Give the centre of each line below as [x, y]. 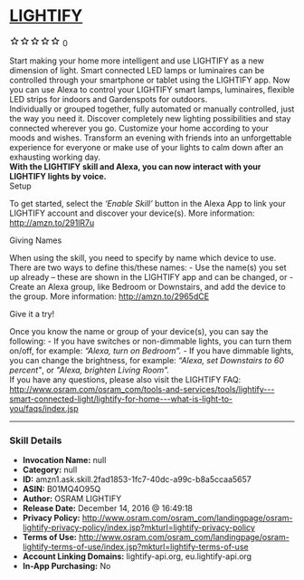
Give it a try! [32, 314]
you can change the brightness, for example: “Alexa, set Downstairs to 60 [147, 360]
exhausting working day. [55, 157]
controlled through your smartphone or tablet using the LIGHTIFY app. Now [150, 80]
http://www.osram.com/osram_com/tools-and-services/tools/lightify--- [142, 389]
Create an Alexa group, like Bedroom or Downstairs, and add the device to [148, 286]
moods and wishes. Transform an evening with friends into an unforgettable [151, 138]
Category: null [50, 470]
